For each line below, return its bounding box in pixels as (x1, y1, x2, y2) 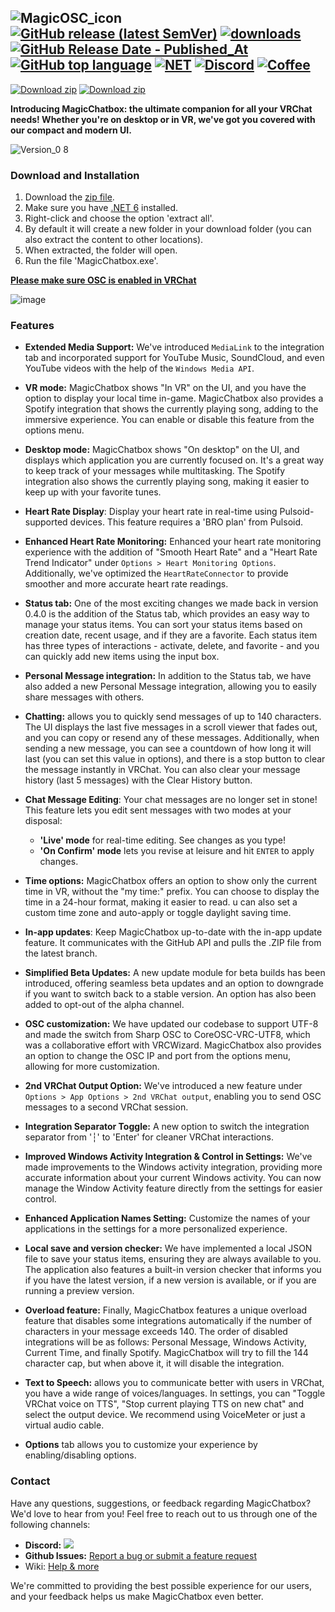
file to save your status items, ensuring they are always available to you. (24, 1253, 322, 1265)
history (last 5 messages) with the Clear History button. (24, 774, 253, 786)
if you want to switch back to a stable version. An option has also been (24, 988, 317, 1000)
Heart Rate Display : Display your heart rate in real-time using (24, 506, 278, 518)
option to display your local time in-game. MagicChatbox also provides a (24, 392, 324, 405)
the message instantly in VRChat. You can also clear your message (24, 764, 301, 776)
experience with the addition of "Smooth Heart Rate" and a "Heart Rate (24, 546, 318, 558)
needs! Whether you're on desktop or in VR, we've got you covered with (10, 113, 316, 125)
